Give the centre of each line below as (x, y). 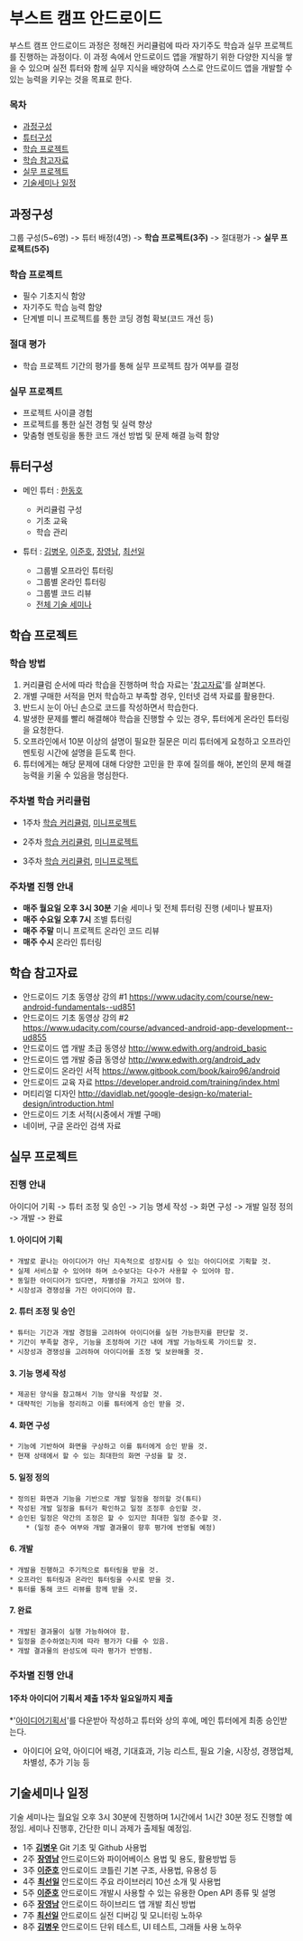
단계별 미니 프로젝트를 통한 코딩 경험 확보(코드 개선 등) (118, 318)
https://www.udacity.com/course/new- (202, 997)
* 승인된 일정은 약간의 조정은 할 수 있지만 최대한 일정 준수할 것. (116, 1518)
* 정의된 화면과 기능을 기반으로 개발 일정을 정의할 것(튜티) (106, 1499)
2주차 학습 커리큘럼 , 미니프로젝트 (80, 841)
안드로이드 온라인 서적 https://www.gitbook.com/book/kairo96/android (151, 1070)
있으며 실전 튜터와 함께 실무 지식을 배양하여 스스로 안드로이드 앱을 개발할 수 (161, 68)
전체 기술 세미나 (64, 604)
